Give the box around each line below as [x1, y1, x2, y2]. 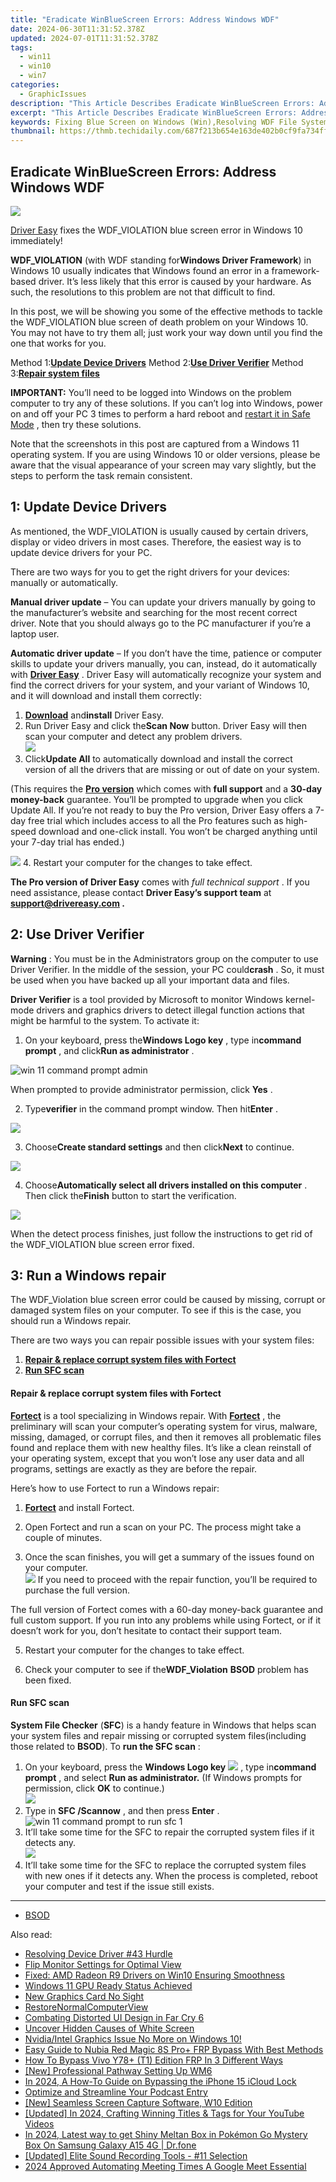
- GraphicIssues [19, 89, 87, 99]
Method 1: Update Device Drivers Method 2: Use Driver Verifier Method [10, 356, 304, 368]
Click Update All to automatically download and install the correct [24, 752, 293, 765]
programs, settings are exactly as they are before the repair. [10, 1462, 258, 1475]
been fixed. [24, 1674, 72, 1686]
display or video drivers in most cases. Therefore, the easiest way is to [10, 536, 302, 548]
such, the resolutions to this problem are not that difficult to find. [10, 286, 276, 298]
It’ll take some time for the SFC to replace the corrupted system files [24, 1859, 307, 1871]
